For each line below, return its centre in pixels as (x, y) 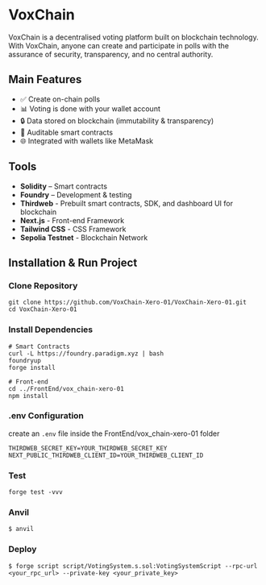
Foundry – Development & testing (76, 194)
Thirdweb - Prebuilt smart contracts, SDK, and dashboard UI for (127, 203)
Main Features (45, 79)
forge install (32, 367)
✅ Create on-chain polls (60, 99)
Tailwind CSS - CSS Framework (73, 229)
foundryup (25, 360)
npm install (28, 396)
